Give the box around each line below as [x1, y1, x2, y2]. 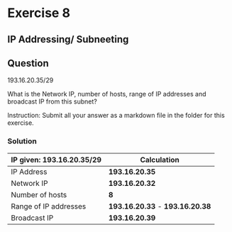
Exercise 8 [7, 5, 71, 21]
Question [7, 57, 49, 69]
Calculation [140, 155, 179, 165]
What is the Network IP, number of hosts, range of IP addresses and [7, 90, 207, 99]
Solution [7, 136, 38, 146]
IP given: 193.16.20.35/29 [11, 155, 101, 165]
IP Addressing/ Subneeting [7, 33, 129, 45]
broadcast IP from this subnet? [7, 97, 97, 106]
